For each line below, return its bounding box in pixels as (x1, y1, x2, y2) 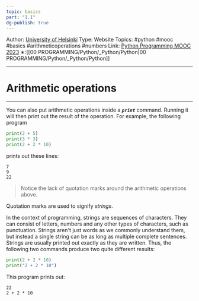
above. (20, 191, 38, 198)
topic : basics (6, 8, 41, 15)
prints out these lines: (6, 152, 59, 159)
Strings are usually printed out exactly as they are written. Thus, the (6, 239, 172, 246)
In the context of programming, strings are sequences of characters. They (6, 214, 187, 221)
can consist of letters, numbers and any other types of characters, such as (6, 220, 188, 227)
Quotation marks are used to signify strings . (6, 202, 114, 210)
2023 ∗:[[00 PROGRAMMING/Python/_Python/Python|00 (6, 49, 146, 56)
